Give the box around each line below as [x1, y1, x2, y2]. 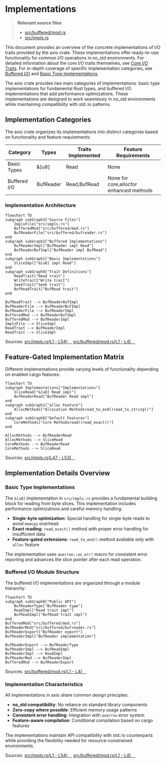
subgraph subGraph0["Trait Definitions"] [5, 269, 92, 274]
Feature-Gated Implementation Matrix [5, 353, 124, 361]
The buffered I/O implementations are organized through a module [5, 580, 140, 586]
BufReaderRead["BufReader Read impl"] [14, 394, 94, 399]
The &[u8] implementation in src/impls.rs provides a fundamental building [5, 495, 158, 501]
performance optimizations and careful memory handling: [5, 506, 123, 511]
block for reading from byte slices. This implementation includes [5, 500, 136, 506]
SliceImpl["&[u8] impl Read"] [14, 261, 77, 266]
